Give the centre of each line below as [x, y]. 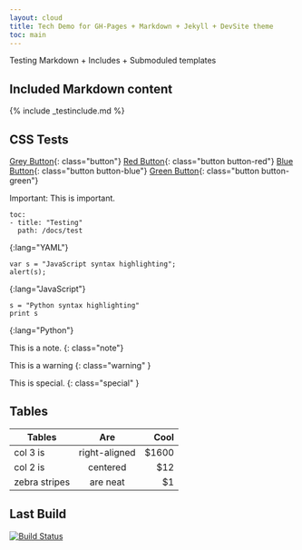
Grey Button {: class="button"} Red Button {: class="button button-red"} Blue [151, 161]
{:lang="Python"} [42, 330]
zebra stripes [42, 482]
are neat [107, 482]
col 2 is [29, 467]
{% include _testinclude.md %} [67, 111]
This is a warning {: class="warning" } [80, 365]
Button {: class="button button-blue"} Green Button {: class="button [135, 171]
